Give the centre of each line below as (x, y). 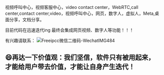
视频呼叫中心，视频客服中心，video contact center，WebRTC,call (72, 7)
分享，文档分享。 (27, 19)
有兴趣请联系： (20, 40)
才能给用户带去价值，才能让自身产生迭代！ (70, 67)
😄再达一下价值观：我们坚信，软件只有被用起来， (80, 57)
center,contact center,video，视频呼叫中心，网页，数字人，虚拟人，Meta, (80, 13)
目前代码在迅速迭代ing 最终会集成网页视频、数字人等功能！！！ (70, 30)
